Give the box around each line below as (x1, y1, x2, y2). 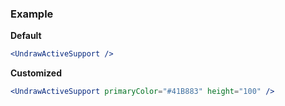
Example (10, 7, 54, 21)
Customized (10, 67, 62, 79)
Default (10, 30, 42, 42)
